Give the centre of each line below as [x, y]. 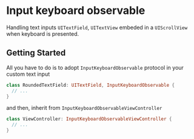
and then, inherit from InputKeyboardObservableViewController [84, 108]
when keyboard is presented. [43, 33]
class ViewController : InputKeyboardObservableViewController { [89, 119]
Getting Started [36, 53]
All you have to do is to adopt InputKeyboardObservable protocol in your [95, 67]
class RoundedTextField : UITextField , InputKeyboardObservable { [90, 85]
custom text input [28, 74]
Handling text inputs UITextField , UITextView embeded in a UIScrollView [97, 27]
